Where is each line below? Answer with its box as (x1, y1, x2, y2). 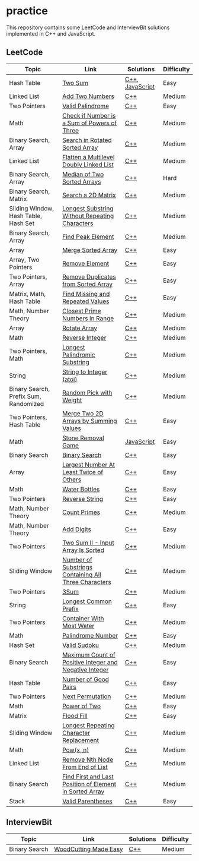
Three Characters (62, 578, 111, 586)
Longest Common (62, 597, 113, 605)
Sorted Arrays (62, 177, 101, 185)
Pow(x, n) (62, 746, 89, 754)
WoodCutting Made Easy (54, 845, 123, 853)
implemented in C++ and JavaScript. (6, 30, 96, 37)
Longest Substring (62, 204, 114, 212)
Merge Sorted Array (62, 245, 118, 254)
